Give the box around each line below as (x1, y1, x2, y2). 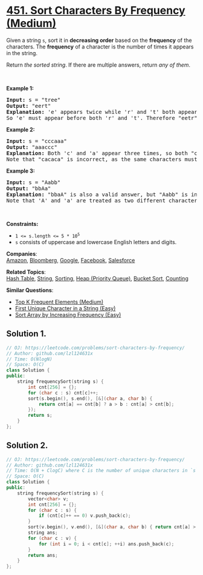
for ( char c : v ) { (28, 535, 77, 541)
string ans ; (28, 530, 59, 536)
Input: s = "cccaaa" (6, 138, 68, 144)
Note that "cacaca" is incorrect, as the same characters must (6, 156, 198, 162)
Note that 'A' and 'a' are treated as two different (6, 197, 166, 204)
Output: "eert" (6, 102, 51, 109)
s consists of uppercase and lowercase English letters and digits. (14, 238, 177, 245)
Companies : (6, 250, 37, 258)
